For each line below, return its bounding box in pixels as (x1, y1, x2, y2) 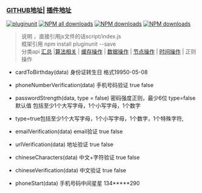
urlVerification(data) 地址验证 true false (15, 141, 114, 148)
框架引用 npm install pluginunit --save (21, 40, 116, 47)
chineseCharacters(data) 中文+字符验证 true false (15, 154, 140, 161)
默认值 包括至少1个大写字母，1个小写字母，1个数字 (15, 102, 141, 110)
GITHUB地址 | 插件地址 (6, 5, 72, 14)
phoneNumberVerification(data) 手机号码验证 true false (15, 82, 154, 89)
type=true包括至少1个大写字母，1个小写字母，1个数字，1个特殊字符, (15, 115, 184, 122)
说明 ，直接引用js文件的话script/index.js (21, 33, 122, 40)
